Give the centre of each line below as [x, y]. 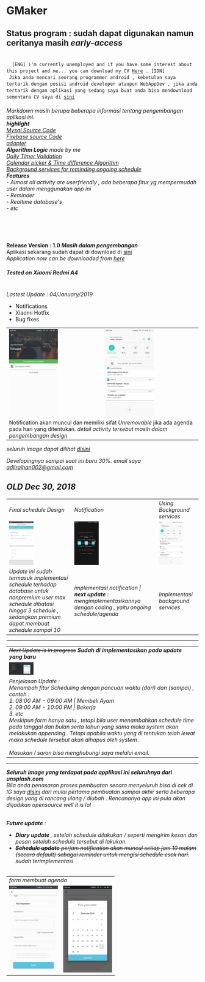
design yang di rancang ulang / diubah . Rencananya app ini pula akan [96, 798]
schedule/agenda [96, 613]
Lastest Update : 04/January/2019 [50, 294]
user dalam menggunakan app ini [49, 189]
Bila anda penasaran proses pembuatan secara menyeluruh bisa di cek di [100, 785]
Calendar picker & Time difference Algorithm [63, 162]
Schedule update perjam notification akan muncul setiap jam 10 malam [106, 848]
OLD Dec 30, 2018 [41, 486]
